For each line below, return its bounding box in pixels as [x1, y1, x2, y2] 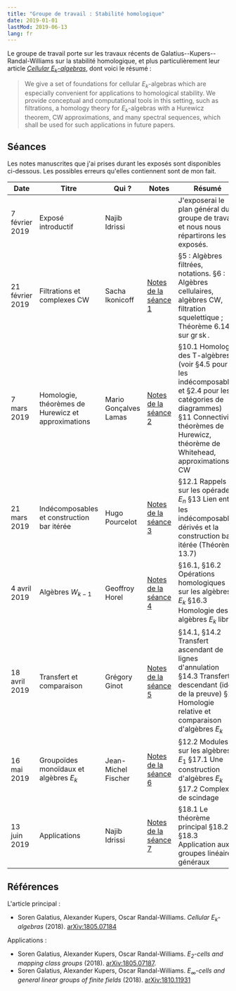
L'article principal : [7, 899, 61, 908]
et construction [39, 512, 90, 522]
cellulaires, [178, 286, 214, 296]
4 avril [11, 583, 32, 593]
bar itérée [39, 522, 72, 531]
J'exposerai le [178, 195, 225, 205]
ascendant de [178, 645, 223, 655]
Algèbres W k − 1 [39, 587, 92, 598]
